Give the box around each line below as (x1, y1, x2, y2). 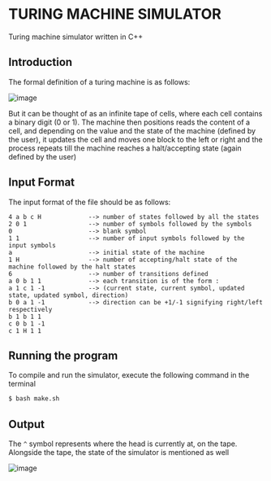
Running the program (8, 348, 118, 362)
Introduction (8, 55, 73, 69)
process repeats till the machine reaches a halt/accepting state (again (8, 143, 242, 153)
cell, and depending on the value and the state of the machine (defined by (8, 125, 256, 135)
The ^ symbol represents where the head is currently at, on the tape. (8, 439, 238, 448)
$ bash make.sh (8, 395, 60, 403)
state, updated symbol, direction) (8, 291, 129, 300)
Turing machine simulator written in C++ (8, 32, 144, 42)
